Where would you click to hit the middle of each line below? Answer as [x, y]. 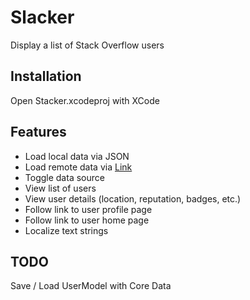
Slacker [42, 17]
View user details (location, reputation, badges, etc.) [133, 198]
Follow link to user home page [87, 220]
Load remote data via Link [78, 167]
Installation [46, 76]
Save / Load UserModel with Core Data [91, 286]
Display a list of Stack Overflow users [87, 45]
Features [38, 132]
